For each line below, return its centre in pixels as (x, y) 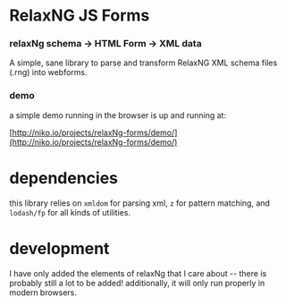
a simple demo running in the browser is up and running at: (118, 115)
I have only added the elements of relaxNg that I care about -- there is (138, 273)
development (59, 248)
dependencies (64, 178)
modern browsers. (43, 292)
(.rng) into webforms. (48, 72)
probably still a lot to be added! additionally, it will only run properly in (137, 283)
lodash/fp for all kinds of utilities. (70, 212)
